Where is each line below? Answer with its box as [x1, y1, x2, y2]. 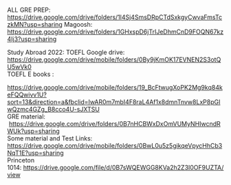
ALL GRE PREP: [7, 6, 51, 14]
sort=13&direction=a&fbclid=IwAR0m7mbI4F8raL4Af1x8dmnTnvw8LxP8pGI [7, 98, 221, 106]
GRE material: [7, 112, 46, 121]
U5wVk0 [7, 63, 32, 71]
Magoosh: [64, 21, 93, 28]
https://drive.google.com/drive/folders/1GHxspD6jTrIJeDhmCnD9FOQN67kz [7, 27, 224, 36]
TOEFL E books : [7, 70, 54, 78]
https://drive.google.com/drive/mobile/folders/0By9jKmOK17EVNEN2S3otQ [7, 56, 221, 64]
